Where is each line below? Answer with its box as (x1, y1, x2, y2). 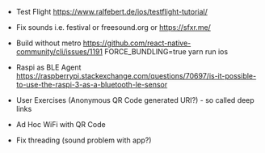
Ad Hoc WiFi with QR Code (15, 120, 107, 129)
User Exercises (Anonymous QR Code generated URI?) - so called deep (15, 96, 254, 104)
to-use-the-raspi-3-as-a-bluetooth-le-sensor (15, 80, 168, 89)
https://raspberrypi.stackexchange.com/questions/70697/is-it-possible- (15, 71, 257, 80)
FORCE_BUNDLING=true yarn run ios (104, 47, 229, 56)
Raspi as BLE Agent (15, 62, 82, 72)
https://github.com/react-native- (82, 38, 191, 48)
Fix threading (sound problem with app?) (15, 135, 152, 145)
